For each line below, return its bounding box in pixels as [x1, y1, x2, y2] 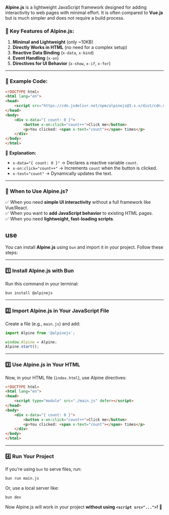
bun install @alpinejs [5, 290, 53, 296]
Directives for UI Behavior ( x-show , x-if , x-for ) [12, 61, 111, 67]
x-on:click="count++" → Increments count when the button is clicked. [12, 165, 157, 171]
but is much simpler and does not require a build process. [5, 15, 125, 21]
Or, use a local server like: [5, 485, 59, 491]
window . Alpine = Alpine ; [5, 339, 57, 345]
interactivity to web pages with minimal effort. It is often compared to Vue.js [5, 10, 163, 16]
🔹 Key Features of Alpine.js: [5, 27, 74, 34]
